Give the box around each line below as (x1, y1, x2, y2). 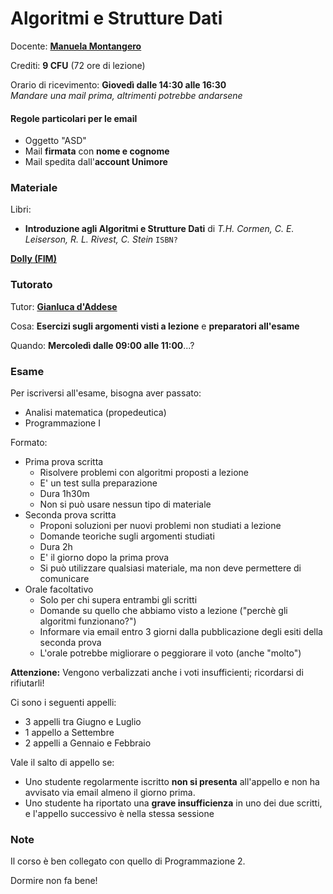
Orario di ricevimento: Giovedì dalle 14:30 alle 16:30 (10, 78, 227, 91)
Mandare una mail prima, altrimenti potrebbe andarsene (10, 89, 243, 101)
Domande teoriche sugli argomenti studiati (39, 530, 215, 542)
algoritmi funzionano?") (39, 615, 137, 627)
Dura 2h (39, 541, 73, 553)
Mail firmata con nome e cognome (24, 145, 170, 157)
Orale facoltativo (24, 583, 94, 596)
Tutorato (10, 278, 53, 292)
